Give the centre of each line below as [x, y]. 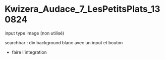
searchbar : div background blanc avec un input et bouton [64, 42]
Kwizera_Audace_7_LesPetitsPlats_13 [82, 9]
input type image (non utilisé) [35, 33]
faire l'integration [29, 52]
